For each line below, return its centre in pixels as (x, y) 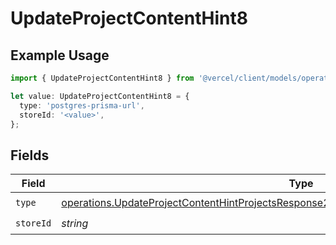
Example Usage (60, 55)
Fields (30, 155)
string (75, 223)
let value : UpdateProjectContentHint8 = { (100, 96)
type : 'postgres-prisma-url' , (82, 105)
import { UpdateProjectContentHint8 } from (102, 78)
